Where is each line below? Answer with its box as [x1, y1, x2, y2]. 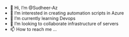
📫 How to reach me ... [10, 26, 57, 32]
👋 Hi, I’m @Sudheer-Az [10, 5, 58, 10]
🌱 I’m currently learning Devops [10, 15, 76, 21]
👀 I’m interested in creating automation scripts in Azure [10, 10, 124, 16]
